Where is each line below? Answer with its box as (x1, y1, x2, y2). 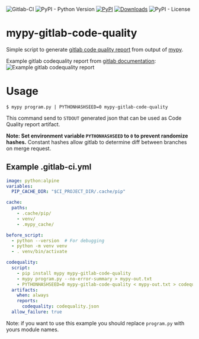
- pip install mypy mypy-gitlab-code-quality (17, 270, 131, 276)
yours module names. (6, 326, 59, 333)
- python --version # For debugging (11, 238, 105, 244)
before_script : (6, 232, 44, 238)
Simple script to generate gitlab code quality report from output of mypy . (6, 46, 184, 53)
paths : (11, 205, 28, 211)
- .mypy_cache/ (17, 221, 54, 228)
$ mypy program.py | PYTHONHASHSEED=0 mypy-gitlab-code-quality (6, 104, 168, 110)
